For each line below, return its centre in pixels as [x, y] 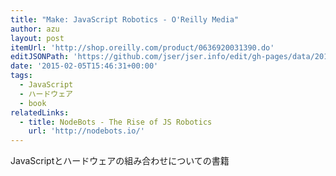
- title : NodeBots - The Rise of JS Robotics [116, 122]
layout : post [37, 38]
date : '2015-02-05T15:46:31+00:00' [84, 66]
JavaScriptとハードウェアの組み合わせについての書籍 [120, 161]
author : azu [35, 29]
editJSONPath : [40, 57]
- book [33, 103]
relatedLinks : [40, 112]
